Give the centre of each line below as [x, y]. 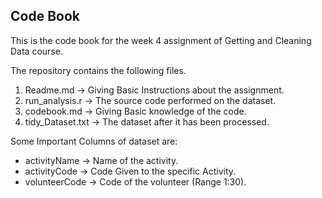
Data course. [36, 51]
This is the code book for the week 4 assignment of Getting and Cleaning [161, 40]
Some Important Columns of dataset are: [94, 141]
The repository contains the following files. [98, 70]
